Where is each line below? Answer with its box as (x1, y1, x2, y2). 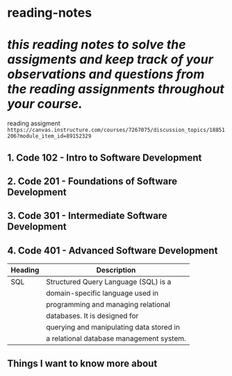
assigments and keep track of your (7, 52, 214, 68)
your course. (7, 96, 83, 112)
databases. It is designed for (46, 311, 139, 321)
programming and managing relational (46, 300, 171, 310)
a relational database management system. (46, 333, 186, 343)
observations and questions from (7, 66, 205, 82)
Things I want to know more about (7, 357, 158, 369)
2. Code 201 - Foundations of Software (7, 175, 178, 187)
